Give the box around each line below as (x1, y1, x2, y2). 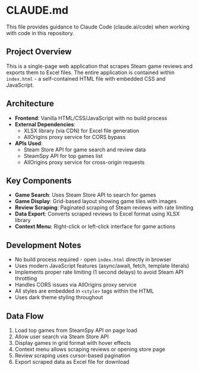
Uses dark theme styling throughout (14, 294, 103, 301)
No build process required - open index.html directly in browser (14, 256, 172, 263)
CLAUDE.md (6, 4, 69, 17)
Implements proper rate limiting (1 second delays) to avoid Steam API (14, 268, 184, 276)
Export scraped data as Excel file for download (14, 359, 129, 365)
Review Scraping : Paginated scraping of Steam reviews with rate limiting (14, 204, 194, 211)
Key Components (6, 176, 72, 186)
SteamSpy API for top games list (23, 152, 103, 159)
